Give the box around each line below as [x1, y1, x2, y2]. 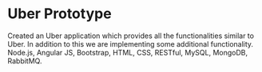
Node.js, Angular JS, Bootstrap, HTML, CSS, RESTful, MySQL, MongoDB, [7, 47, 248, 57]
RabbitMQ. [7, 56, 42, 66]
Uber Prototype [7, 5, 113, 23]
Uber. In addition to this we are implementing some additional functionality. [7, 39, 253, 48]
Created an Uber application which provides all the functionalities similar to [7, 31, 255, 40]
